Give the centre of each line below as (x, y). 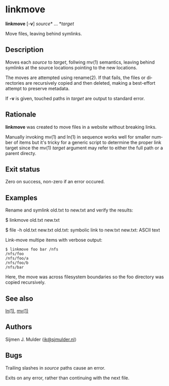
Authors (19, 327)
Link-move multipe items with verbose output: (54, 240)
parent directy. (21, 153)
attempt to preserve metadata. (37, 88)
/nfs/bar (15, 267)
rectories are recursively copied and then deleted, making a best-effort (80, 83)
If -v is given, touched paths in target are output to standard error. (75, 98)
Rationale (21, 115)
